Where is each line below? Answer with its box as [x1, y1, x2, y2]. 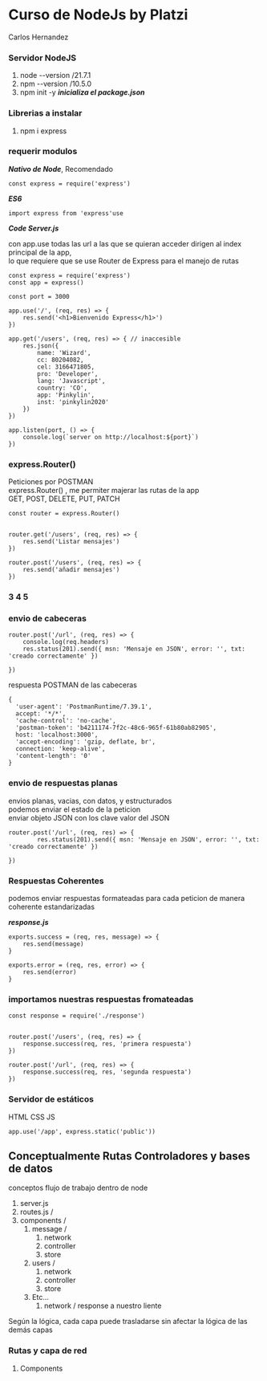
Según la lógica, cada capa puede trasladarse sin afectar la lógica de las [8, 1317, 248, 1326]
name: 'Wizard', [37, 348, 91, 356]
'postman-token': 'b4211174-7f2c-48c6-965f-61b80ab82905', [15, 724, 217, 732]
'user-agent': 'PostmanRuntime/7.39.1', [15, 703, 152, 711]
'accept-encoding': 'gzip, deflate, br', [15, 738, 156, 746]
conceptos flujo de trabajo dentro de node [8, 1183, 148, 1193]
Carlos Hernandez [8, 32, 69, 42]
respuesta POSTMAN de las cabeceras [8, 680, 138, 690]
